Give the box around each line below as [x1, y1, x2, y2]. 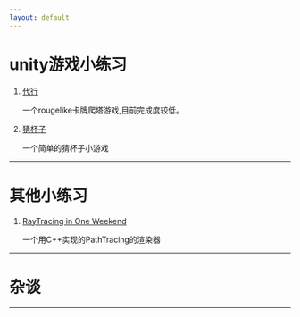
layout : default [9, 13, 70, 22]
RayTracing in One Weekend [21, 215, 127, 226]
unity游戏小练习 [9, 54, 128, 74]
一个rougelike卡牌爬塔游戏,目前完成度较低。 [21, 104, 185, 115]
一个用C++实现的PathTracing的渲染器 [21, 234, 161, 245]
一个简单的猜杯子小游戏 [21, 142, 109, 153]
